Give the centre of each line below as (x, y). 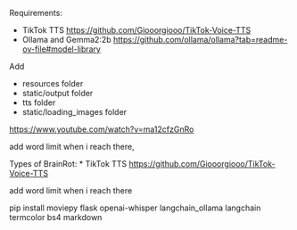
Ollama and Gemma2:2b (66, 40)
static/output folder (58, 93)
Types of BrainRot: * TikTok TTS (68, 164)
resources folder (53, 83)
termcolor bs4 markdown (56, 217)
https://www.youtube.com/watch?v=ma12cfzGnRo (102, 129)
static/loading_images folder (74, 112)
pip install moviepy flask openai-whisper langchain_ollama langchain (135, 208)
